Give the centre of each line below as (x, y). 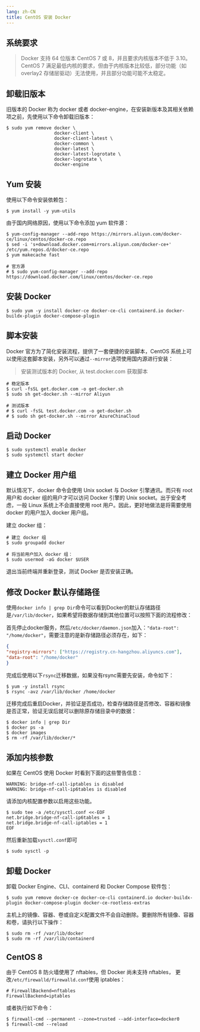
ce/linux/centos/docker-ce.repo (46, 239)
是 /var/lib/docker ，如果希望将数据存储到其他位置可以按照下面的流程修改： (99, 615)
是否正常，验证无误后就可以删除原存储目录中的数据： (71, 711)
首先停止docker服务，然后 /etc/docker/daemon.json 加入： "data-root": (93, 627)
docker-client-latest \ (83, 139)
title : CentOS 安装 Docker (39, 17)
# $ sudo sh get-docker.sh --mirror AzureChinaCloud (73, 416)
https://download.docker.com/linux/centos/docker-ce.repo (79, 277)
